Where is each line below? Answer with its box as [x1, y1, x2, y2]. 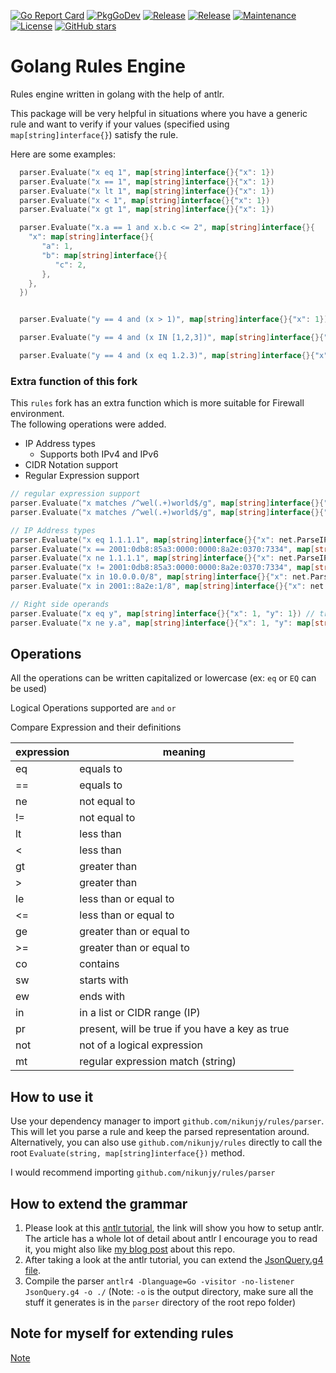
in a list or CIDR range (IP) [79, 1006, 201, 1020]
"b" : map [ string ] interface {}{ [41, 250, 168, 260]
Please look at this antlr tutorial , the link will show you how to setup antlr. [24, 1222, 325, 1234]
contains [79, 957, 120, 971]
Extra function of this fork [10, 374, 138, 388]
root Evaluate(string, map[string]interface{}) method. [10, 1147, 245, 1159]
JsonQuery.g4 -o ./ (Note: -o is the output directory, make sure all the [24, 1286, 314, 1298]
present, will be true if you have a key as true [79, 1022, 290, 1036]
